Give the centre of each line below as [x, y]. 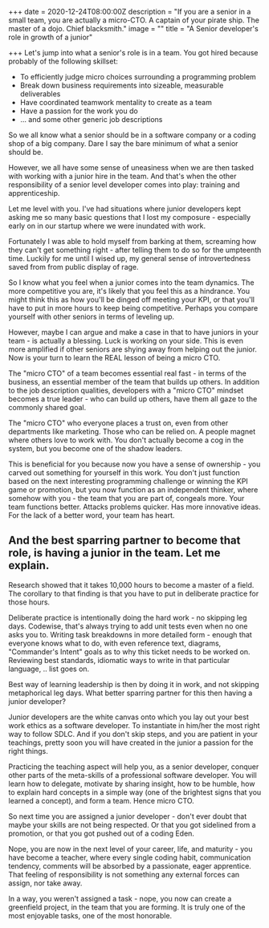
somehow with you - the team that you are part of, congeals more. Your [126, 498]
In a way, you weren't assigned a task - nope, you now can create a [120, 898]
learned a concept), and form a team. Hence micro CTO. [101, 800]
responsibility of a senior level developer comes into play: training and [124, 185]
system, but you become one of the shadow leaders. [96, 448]
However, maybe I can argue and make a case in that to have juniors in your [134, 332]
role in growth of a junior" [51, 37]
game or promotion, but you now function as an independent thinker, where [133, 490]
